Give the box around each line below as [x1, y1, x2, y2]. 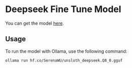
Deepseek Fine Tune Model [5, 4, 121, 15]
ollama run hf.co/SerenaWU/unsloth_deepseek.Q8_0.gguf [5, 58, 123, 63]
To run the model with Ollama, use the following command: [5, 48, 127, 54]
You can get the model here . [5, 20, 64, 26]
